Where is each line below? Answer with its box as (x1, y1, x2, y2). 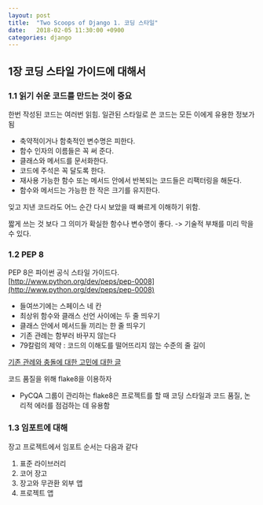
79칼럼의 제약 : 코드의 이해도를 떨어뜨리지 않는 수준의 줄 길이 (19, 340, 206, 351)
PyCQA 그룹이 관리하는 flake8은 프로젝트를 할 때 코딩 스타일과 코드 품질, (19, 391, 243, 400)
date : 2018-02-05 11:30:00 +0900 (8, 26, 125, 34)
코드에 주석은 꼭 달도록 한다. (19, 165, 106, 175)
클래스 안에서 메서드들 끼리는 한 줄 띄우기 (19, 321, 146, 331)
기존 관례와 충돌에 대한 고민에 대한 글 (8, 358, 122, 367)
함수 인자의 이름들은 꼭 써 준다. (19, 146, 114, 155)
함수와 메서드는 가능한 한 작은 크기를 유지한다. (19, 185, 161, 195)
